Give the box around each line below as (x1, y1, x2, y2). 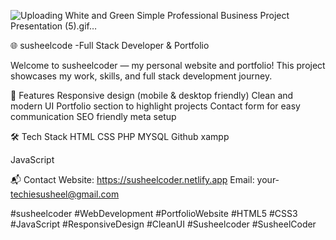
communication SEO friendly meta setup (10, 111, 177, 122)
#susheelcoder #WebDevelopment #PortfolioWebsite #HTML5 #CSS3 (10, 208, 298, 219)
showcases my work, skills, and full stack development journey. (10, 70, 273, 82)
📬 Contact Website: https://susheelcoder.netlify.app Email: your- (10, 174, 280, 185)
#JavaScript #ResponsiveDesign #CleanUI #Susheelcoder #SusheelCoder (10, 218, 317, 230)
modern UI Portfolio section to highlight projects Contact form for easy (10, 100, 301, 112)
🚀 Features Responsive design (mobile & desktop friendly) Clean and (10, 90, 294, 101)
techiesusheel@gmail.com (10, 188, 120, 200)
